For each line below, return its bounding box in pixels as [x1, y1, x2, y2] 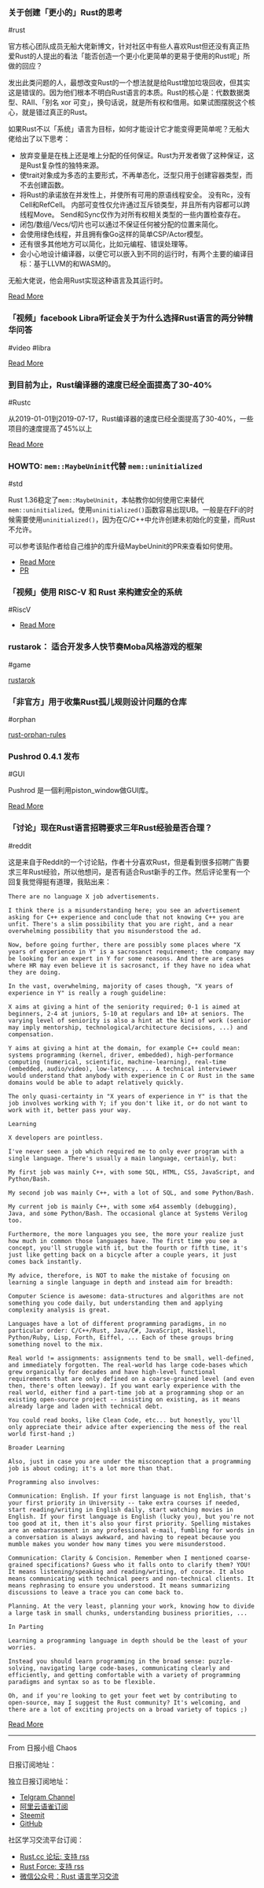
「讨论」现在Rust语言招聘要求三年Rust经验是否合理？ [8, 823, 213, 834]
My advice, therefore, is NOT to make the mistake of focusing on [8, 1272, 230, 1279]
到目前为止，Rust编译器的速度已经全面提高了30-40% [8, 379, 212, 391]
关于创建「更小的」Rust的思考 [8, 6, 123, 17]
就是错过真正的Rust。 [21, 108, 92, 117]
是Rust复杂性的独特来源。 [19, 161, 104, 170]
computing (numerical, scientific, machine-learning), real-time [8, 1057, 226, 1066]
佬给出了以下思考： [8, 134, 71, 143]
